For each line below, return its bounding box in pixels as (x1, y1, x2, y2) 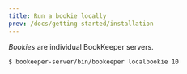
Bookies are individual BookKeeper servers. (8, 41, 154, 51)
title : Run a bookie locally (8, 11, 107, 20)
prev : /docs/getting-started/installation (8, 20, 154, 28)
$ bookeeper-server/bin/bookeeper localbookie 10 (8, 58, 180, 66)
